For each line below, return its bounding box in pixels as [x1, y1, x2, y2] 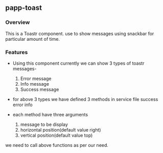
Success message [20, 86, 59, 92]
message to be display [20, 121, 68, 127]
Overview [5, 19, 30, 26]
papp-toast [5, 4, 42, 12]
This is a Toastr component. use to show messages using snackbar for [5, 30, 154, 37]
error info [12, 101, 33, 108]
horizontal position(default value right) [20, 126, 101, 133]
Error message [20, 75, 52, 82]
